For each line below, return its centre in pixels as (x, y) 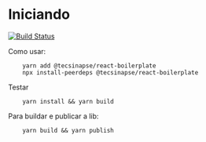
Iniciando (39, 15)
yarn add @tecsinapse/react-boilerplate (89, 66)
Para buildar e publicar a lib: (53, 116)
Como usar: (27, 51)
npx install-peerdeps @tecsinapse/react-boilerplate (110, 72)
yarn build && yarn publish (68, 130)
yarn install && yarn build (68, 101)
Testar (18, 87)
